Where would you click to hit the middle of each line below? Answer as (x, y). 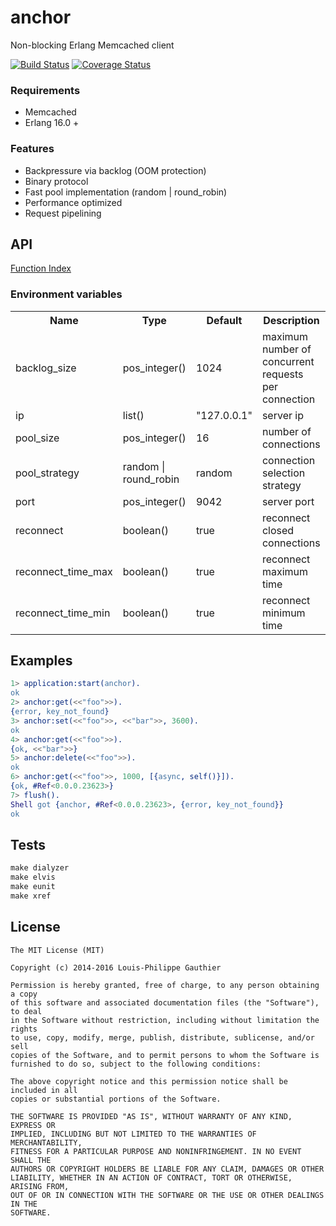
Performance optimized (73, 202)
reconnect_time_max (64, 571)
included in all (44, 1090)
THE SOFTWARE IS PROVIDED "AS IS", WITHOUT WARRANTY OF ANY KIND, (151, 1116)
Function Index (41, 268)
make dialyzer (40, 868)
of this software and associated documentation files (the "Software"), (165, 1002)
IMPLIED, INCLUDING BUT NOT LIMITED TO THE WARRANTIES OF (133, 1134)
